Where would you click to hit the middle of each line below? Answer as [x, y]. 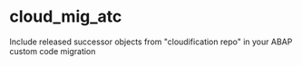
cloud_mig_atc [66, 17]
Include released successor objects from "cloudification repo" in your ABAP [151, 42]
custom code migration [53, 51]
